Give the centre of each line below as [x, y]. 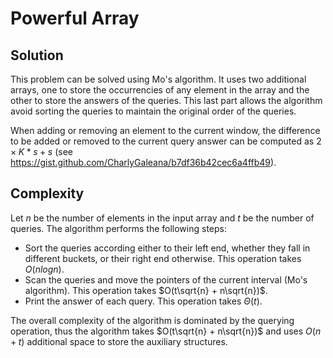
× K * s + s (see [41, 151]
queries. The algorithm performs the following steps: [118, 228]
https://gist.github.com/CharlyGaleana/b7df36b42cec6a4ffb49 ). [143, 162]
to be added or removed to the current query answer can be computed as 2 [166, 141]
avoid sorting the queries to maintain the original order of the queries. [153, 111]
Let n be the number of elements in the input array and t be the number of [162, 218]
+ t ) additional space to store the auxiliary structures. [119, 341]
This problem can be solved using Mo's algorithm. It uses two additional [158, 79]
